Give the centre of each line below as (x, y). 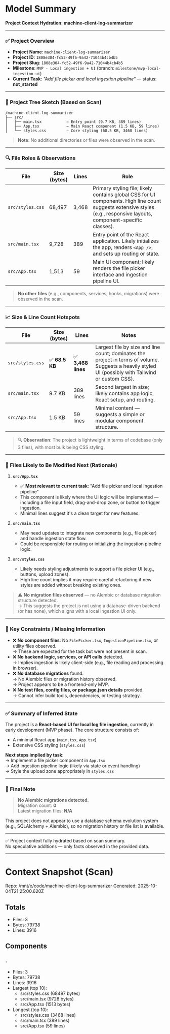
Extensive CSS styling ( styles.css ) (49, 745)
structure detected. (38, 601)
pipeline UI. (106, 281)
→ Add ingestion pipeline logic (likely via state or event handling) (73, 766)
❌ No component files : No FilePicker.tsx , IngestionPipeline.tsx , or (85, 640)
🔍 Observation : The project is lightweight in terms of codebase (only (90, 440)
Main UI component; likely (123, 262)
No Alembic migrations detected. (53, 800)
